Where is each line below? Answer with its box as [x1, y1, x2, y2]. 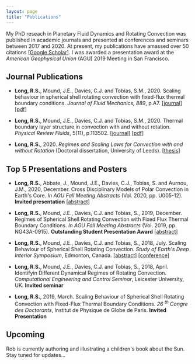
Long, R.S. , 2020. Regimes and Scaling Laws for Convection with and [14, 141, 183, 148]
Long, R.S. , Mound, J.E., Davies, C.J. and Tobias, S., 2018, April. [14, 264, 169, 271]
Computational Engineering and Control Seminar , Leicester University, [14, 276, 184, 283]
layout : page [6, 8, 38, 15]
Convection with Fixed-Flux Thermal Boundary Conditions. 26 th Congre [14, 299, 188, 307]
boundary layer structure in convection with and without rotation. [14, 123, 171, 130]
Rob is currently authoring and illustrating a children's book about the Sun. [6, 345, 185, 352]
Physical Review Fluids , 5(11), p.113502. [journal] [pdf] [14, 130, 144, 137]
